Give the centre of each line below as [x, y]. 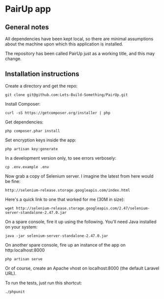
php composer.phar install [33, 131]
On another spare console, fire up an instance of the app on [65, 245]
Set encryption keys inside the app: [41, 140]
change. [13, 59]
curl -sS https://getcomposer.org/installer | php [58, 113]
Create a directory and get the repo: [41, 86]
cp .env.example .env [27, 167]
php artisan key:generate [31, 149]
